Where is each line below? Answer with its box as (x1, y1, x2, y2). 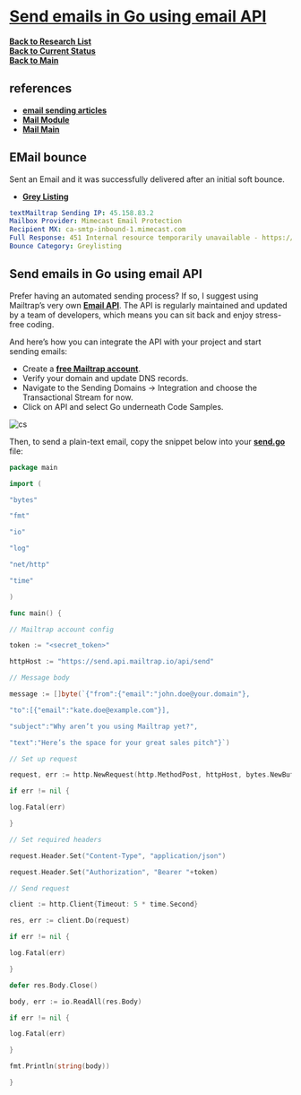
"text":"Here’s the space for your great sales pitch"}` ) (9, 738, 230, 747)
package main (9, 463, 58, 472)
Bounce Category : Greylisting (9, 242, 123, 251)
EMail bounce (9, 150, 87, 165)
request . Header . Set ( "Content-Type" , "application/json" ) (9, 851, 227, 860)
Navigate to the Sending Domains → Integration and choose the (21, 382, 258, 393)
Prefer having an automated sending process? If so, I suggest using (9, 290, 259, 301)
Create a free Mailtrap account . (21, 363, 142, 374)
